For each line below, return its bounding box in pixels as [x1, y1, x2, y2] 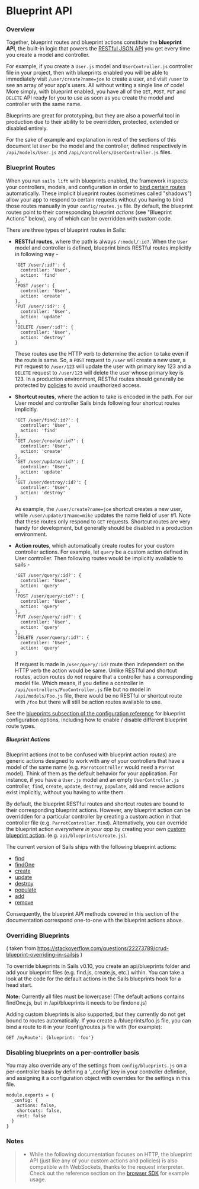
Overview [6, 25, 35, 34]
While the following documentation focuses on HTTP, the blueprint [29, 1150, 192, 1158]
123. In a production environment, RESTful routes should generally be [14, 375, 184, 382]
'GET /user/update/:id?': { [14, 458, 84, 465]
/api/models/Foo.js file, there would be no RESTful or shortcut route [14, 692, 182, 699]
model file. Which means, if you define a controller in [14, 679, 144, 686]
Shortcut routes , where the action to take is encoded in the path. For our [14, 393, 193, 400]
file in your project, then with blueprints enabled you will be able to [6, 69, 169, 76]
